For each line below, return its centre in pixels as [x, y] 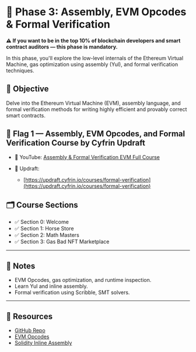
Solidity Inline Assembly [43, 343]
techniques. [20, 70]
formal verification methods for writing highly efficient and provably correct [97, 109]
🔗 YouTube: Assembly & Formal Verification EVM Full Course [87, 157]
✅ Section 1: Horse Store [44, 229]
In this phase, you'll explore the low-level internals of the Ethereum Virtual [95, 58]
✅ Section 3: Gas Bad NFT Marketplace [62, 241]
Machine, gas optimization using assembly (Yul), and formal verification [92, 64]
